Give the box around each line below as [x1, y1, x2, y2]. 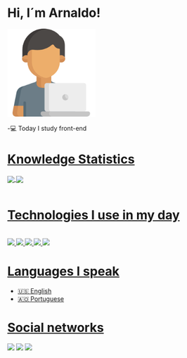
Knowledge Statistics [7, 151, 135, 167]
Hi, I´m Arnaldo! [7, 5, 101, 21]
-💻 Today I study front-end [7, 124, 87, 132]
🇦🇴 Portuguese [17, 294, 65, 303]
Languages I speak [7, 264, 120, 279]
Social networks [7, 320, 104, 335]
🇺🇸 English [17, 286, 52, 295]
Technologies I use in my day [7, 207, 181, 223]
